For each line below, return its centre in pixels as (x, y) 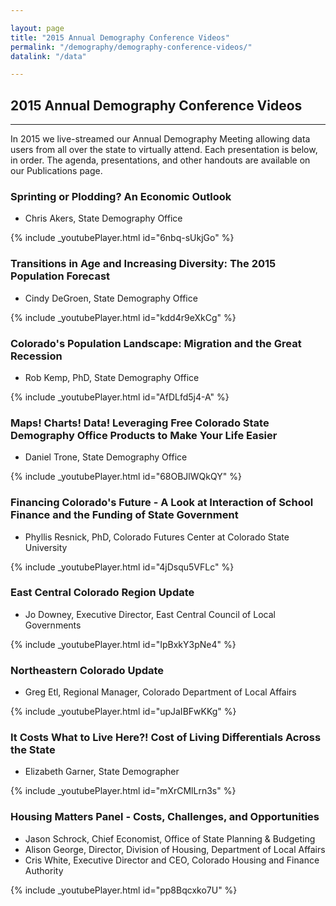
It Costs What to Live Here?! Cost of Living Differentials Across (166, 738)
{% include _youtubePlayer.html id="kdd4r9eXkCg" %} (123, 317)
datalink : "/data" (48, 56)
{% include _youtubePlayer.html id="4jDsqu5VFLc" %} (122, 567)
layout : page (37, 28)
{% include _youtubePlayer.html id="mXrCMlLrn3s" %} (123, 791)
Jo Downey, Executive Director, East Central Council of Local (150, 614)
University (46, 547)
